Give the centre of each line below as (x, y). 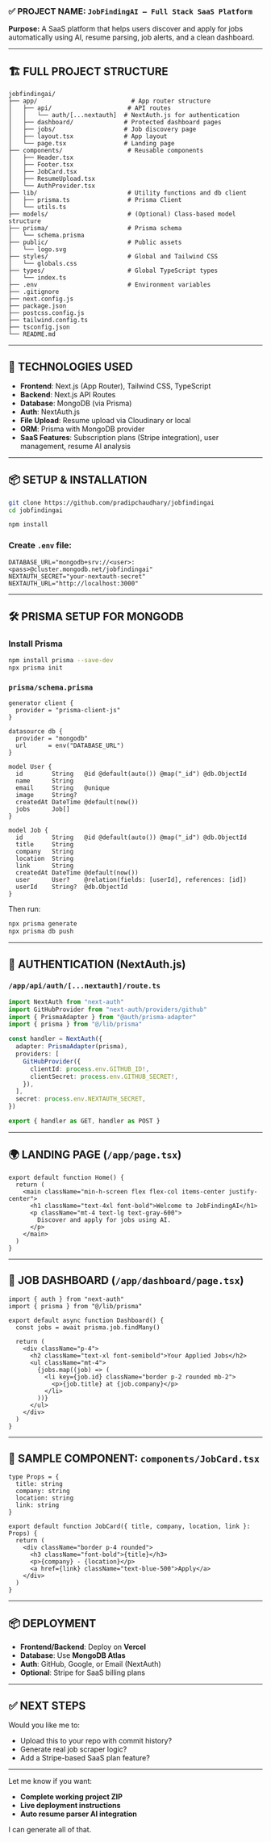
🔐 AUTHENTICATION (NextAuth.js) (97, 964)
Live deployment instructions (70, 1806)
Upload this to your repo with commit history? (96, 1741)
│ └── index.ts (38, 278)
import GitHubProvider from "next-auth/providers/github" (108, 1009)
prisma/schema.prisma (51, 688)
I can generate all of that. (50, 1830)
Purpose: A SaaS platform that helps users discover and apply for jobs (126, 29)
